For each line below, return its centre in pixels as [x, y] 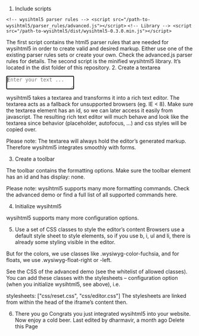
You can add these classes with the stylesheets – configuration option [92, 278]
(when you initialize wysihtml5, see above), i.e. [63, 284]
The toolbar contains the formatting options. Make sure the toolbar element [99, 170]
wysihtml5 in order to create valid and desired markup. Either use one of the [99, 48]
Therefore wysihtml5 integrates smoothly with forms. [71, 147]
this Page [26, 326]
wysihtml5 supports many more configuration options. [72, 218]
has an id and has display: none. [46, 177]
